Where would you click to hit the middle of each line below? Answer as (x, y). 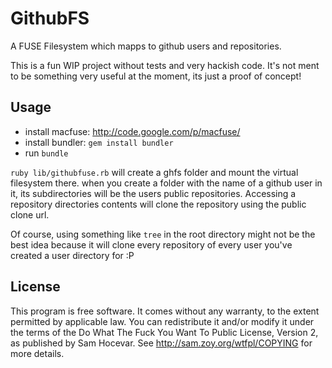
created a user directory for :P (72, 255)
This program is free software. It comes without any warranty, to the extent (165, 311)
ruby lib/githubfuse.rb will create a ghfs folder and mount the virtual (154, 172)
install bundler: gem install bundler (99, 142)
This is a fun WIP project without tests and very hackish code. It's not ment (165, 65)
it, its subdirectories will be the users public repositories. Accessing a (153, 193)
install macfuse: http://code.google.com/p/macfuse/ (132, 131)
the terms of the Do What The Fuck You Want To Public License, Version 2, (164, 332)
